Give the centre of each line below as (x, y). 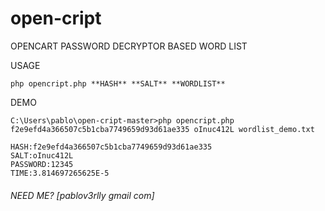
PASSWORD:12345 (42, 164)
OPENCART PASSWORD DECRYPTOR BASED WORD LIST (129, 46)
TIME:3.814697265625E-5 (60, 173)
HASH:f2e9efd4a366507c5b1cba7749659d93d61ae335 (111, 147)
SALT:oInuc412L (42, 155)
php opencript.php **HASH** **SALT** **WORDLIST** (118, 83)
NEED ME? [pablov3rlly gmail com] (82, 195)
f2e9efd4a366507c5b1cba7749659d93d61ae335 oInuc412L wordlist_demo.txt (162, 129)
